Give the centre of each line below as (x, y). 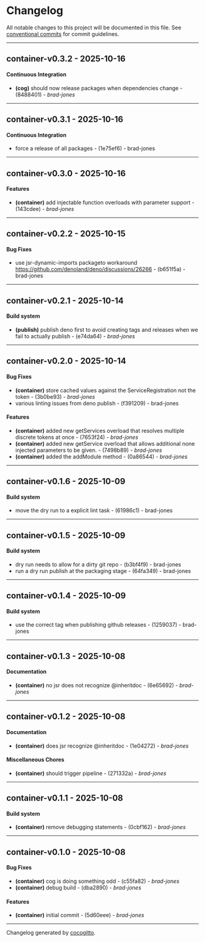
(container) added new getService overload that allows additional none (105, 443)
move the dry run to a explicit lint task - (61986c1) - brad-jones (94, 510)
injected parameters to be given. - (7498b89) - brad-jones (88, 450)
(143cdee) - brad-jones (45, 209)
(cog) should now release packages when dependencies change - (99, 88)
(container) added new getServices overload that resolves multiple (100, 430)
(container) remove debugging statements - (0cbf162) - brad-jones (100, 827)
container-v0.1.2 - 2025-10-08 (66, 717)
